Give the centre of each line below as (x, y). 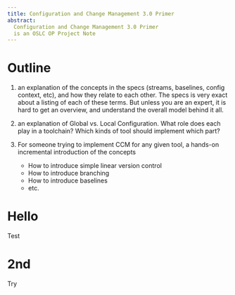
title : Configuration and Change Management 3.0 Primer (91, 14)
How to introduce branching (69, 173)
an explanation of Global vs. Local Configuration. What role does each (119, 124)
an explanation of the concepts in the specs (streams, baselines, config (121, 88)
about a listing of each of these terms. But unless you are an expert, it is (122, 103)
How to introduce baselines (68, 181)
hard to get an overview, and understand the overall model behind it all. (120, 110)
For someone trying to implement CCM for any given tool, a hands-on (118, 145)
